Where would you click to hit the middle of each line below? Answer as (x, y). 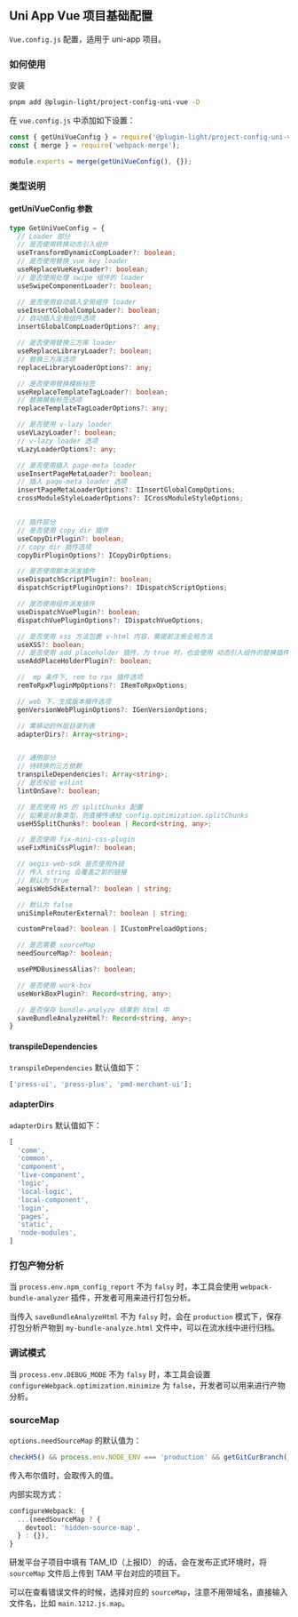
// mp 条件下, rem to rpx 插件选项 (80, 677)
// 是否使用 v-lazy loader (64, 425)
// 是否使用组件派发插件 (56, 604)
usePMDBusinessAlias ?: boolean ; (77, 970)
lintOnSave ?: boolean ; (59, 791)
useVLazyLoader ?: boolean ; (67, 433)
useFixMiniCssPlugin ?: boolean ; (77, 848)
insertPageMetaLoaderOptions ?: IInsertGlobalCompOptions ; (127, 490)
